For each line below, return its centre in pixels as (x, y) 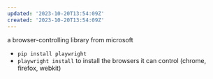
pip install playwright (52, 54)
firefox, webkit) (39, 68)
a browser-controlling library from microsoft (71, 39)
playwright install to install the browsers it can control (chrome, (112, 60)
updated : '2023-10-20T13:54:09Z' (56, 14)
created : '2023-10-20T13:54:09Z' (56, 20)
